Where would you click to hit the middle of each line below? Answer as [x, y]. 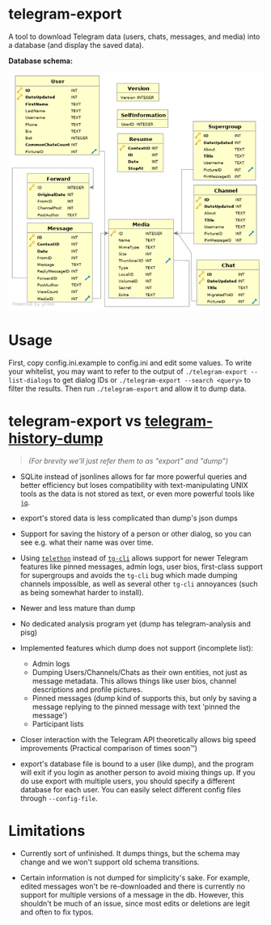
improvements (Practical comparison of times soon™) [109, 749]
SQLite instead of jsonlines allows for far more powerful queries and [133, 477]
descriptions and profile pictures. [87, 690]
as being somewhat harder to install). [82, 592]
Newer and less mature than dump [78, 609]
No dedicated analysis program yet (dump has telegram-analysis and [135, 624]
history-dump [56, 439]
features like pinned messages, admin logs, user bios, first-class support [141, 566]
